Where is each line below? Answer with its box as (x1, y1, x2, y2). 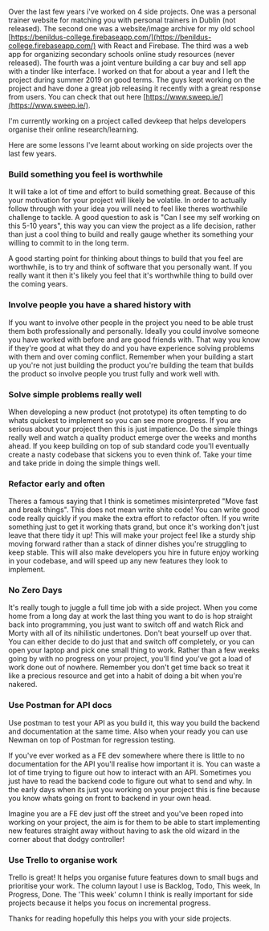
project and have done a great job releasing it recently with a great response (8, 83, 261, 93)
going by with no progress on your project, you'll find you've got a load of (8, 654, 252, 664)
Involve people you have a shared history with (8, 299, 191, 311)
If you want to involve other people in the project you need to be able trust (8, 317, 254, 327)
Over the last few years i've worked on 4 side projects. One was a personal (8, 7, 257, 16)
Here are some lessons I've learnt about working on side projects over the (8, 140, 253, 149)
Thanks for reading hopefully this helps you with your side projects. (8, 914, 231, 924)
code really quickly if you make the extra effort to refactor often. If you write (8, 514, 259, 523)
